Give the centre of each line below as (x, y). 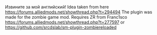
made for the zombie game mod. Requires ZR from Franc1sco (66, 17)
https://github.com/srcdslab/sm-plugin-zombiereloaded (61, 27)
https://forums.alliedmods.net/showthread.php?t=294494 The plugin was (79, 12)
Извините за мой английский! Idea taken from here (57, 7)
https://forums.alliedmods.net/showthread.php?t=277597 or (65, 22)
